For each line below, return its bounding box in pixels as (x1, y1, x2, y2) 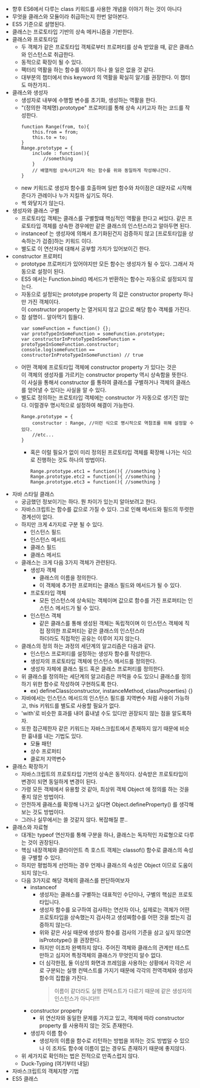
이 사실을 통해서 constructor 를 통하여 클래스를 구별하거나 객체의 (21, 379, 175, 386)
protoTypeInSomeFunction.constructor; (21, 342, 119, 348)
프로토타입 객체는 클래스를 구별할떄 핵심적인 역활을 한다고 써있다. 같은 (21, 215, 187, 222)
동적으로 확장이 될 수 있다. (21, 58, 83, 66)
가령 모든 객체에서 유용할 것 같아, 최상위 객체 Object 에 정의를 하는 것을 (21, 786, 190, 793)
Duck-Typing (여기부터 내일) (21, 1060, 90, 1067)
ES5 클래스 (12, 1075, 39, 1082)
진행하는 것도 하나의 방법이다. (36, 456, 107, 463)
